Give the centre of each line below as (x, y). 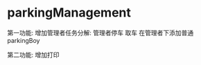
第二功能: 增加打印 (33, 55)
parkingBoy (24, 40)
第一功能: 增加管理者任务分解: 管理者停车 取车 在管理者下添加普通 (101, 32)
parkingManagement (69, 13)
